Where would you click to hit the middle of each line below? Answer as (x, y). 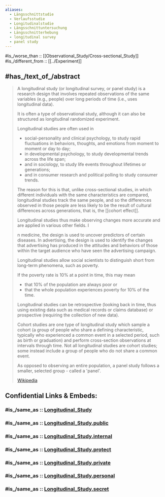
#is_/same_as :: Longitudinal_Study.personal (60, 476)
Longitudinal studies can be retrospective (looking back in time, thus (87, 304)
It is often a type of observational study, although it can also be (81, 113)
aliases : (14, 10)
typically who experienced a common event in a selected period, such (88, 335)
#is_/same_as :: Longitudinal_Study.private (58, 462)
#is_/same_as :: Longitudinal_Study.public (57, 423)
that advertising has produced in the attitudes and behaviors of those (87, 245)
